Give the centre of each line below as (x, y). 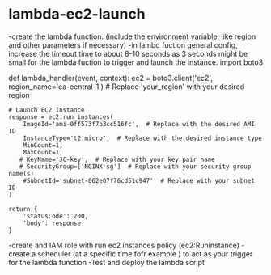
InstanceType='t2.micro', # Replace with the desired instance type (143, 138)
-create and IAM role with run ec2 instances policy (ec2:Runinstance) (124, 245)
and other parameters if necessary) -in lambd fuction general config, (123, 44)
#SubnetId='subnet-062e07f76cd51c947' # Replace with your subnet (139, 180)
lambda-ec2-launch (77, 14)
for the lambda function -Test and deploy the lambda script (106, 262)
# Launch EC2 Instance (47, 110)
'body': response (52, 223)
